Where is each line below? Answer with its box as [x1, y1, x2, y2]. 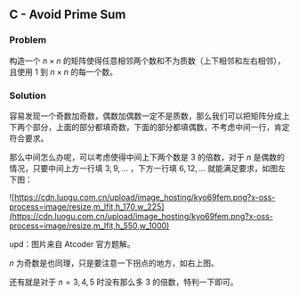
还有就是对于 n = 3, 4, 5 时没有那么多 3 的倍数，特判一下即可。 [9, 276, 238, 287]
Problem [9, 34, 47, 46]
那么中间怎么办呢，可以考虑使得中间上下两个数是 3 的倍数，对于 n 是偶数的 [9, 152, 285, 162]
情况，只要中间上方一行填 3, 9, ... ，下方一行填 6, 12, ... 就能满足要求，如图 [9, 162, 279, 173]
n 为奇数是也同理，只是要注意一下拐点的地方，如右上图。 [9, 258, 220, 268]
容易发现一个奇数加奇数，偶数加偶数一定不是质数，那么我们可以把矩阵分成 [9, 111, 282, 121]
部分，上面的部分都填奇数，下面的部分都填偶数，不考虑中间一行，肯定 [32, 121, 290, 132]
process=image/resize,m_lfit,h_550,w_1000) [9, 220, 170, 231]
